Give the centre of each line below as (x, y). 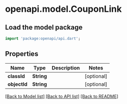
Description (66, 68)
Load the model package (44, 27)
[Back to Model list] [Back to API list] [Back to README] (62, 96)
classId (16, 76)
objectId (18, 84)
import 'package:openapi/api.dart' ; (43, 38)
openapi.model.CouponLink (63, 9)
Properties (22, 54)
